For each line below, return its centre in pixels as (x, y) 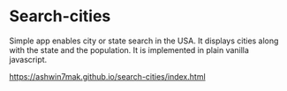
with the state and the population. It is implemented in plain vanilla (129, 49)
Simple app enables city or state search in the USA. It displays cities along (144, 41)
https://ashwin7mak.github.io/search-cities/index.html (107, 76)
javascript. (28, 59)
